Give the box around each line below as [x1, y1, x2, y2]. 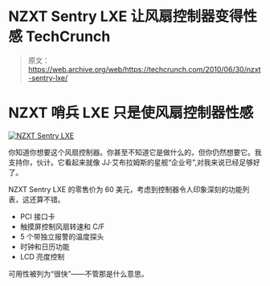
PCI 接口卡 [19, 211, 55, 221]
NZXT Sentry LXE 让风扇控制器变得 [8, 7, 243, 26]
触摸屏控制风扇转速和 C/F [19, 222, 105, 231]
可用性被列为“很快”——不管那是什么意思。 [8, 268, 149, 278]
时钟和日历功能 [19, 242, 70, 251]
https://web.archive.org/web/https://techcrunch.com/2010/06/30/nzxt [27, 64, 261, 74]
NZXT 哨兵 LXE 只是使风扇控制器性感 [8, 104, 254, 122]
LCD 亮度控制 [19, 251, 65, 261]
